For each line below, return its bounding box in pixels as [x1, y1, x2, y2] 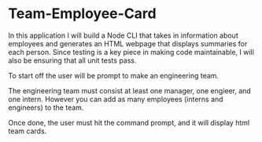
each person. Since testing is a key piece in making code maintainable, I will [8, 47, 254, 56]
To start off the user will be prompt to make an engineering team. [8, 71, 219, 80]
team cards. [8, 126, 47, 136]
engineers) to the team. [8, 103, 84, 112]
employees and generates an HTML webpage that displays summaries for [8, 38, 248, 48]
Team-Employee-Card [8, 5, 157, 23]
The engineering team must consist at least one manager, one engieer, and [8, 86, 252, 95]
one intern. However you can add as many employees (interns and [8, 94, 223, 104]
